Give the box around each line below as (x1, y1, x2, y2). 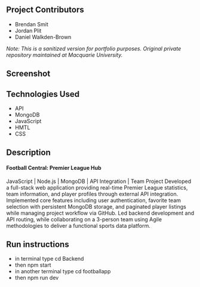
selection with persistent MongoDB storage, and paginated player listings (6, 203, 186, 210)
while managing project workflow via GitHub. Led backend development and (6, 209, 195, 216)
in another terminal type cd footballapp (14, 268, 111, 275)
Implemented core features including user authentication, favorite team (6, 197, 181, 204)
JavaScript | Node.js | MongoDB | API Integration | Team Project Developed (6, 178, 192, 185)
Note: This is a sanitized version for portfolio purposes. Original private (6, 45, 181, 52)
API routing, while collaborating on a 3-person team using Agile (6, 215, 162, 223)
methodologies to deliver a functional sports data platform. (6, 222, 151, 229)
